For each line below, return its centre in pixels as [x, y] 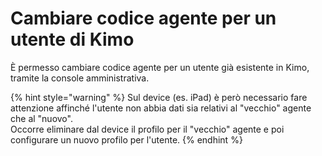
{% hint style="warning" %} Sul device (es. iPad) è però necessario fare [159, 97]
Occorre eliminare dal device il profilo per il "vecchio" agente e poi [147, 129]
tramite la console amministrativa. [80, 78]
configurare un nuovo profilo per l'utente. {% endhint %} [126, 139]
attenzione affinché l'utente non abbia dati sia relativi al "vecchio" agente [161, 108]
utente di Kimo [72, 39]
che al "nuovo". [41, 118]
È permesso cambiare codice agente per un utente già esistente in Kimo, [160, 67]
